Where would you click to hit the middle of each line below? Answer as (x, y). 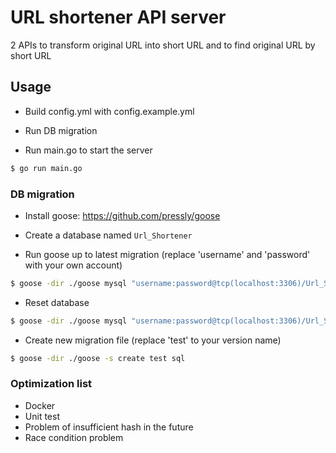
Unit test (42, 416)
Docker (40, 405)
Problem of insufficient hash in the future (109, 427)
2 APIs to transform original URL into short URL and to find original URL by (163, 45)
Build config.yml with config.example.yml (109, 111)
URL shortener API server (118, 17)
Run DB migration (61, 130)
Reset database (57, 302)
